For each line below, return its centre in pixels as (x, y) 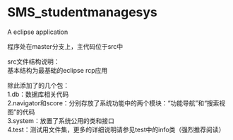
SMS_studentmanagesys (82, 12)
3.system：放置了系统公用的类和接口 (61, 120)
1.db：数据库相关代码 (38, 94)
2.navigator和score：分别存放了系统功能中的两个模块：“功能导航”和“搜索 (113, 103)
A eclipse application (38, 32)
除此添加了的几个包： (38, 85)
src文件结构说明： (34, 62)
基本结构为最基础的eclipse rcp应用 (58, 70)
